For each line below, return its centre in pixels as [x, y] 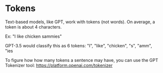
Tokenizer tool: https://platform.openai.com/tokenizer [59, 65]
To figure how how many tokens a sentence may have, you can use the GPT [81, 60]
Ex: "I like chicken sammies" [34, 36]
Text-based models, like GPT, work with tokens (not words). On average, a [80, 22]
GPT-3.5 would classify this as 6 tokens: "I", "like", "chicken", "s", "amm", [79, 45]
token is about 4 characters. [34, 27]
